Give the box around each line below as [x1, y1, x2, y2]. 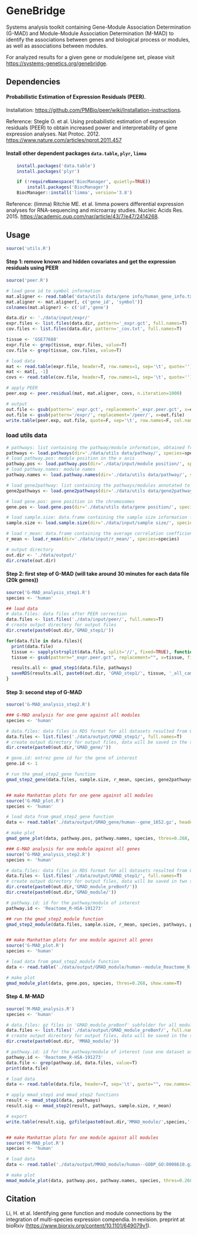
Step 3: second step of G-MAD [6, 689, 82, 696]
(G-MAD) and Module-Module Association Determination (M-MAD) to [6, 29, 174, 36]
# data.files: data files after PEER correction [6, 611, 127, 617]
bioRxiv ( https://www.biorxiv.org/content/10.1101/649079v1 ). [6, 1222, 151, 1229]
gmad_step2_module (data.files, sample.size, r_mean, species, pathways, [6, 922, 188, 927]
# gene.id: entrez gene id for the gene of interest [6, 755, 138, 761]
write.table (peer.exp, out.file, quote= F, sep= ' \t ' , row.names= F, [6, 417, 172, 423]
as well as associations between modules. [6, 42, 108, 49]
